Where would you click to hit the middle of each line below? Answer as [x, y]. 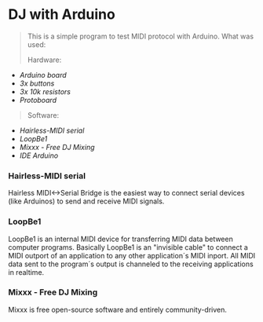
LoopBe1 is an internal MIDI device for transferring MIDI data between [121, 239]
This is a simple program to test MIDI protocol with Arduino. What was [140, 36]
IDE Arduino [39, 156]
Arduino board [43, 75]
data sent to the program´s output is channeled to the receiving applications [131, 264]
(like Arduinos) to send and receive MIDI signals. [86, 201]
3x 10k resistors [45, 91]
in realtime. [26, 272]
